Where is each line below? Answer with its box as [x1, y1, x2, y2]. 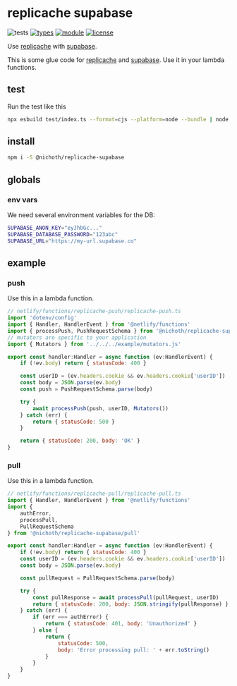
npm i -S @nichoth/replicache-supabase [7, 154, 125, 161]
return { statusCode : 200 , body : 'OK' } [20, 437, 140, 445]
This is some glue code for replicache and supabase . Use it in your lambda [7, 55, 225, 64]
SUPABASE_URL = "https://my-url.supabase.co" [7, 238, 138, 245]
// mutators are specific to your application [7, 333, 147, 341]
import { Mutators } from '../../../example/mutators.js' [7, 341, 181, 348]
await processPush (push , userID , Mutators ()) [32, 405, 169, 412]
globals [7, 173, 41, 185]
